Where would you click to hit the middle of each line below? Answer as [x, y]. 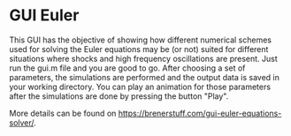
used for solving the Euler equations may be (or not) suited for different [139, 49]
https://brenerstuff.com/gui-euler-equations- [200, 113]
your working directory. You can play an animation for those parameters [140, 87]
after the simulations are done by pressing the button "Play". [119, 96]
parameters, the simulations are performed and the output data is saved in [145, 77]
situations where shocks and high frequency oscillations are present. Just [144, 58]
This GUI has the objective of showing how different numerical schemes [141, 40]
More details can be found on [63, 113]
